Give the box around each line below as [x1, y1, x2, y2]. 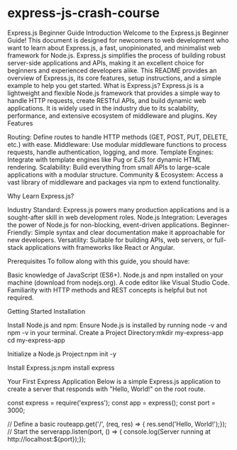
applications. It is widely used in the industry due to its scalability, [7, 104, 199, 112]
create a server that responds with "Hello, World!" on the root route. [7, 385, 206, 393]
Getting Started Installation [7, 307, 86, 315]
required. [7, 293, 34, 302]
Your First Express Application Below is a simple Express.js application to [7, 377, 221, 385]
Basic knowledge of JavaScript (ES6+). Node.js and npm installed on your [7, 270, 224, 279]
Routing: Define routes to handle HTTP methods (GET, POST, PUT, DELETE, [7, 133, 228, 141]
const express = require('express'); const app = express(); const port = [7, 398, 216, 407]
